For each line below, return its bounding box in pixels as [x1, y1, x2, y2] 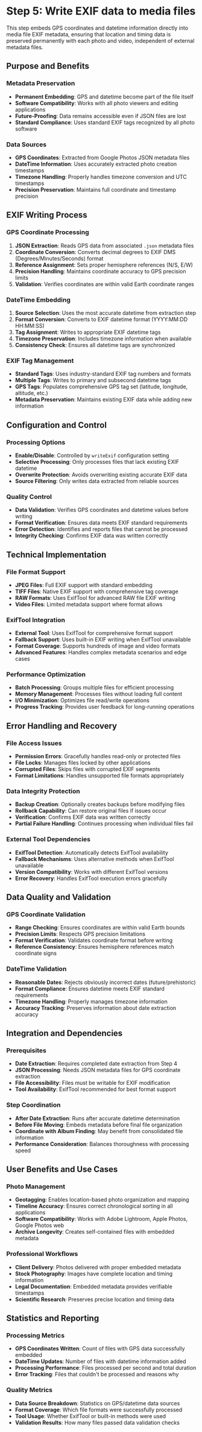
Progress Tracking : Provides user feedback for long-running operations [14, 703, 195, 711]
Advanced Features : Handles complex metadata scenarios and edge [14, 649, 187, 656]
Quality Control [6, 492, 52, 501]
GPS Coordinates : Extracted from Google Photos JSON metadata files [14, 154, 190, 161]
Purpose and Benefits [6, 61, 89, 71]
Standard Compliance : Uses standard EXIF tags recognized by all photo [14, 119, 195, 126]
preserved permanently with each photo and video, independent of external [6, 37, 195, 44]
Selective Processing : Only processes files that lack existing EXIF [14, 458, 180, 465]
